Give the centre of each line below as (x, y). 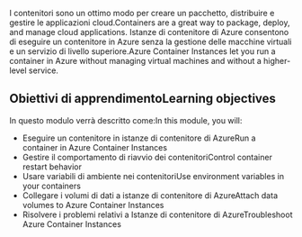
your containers (51, 186)
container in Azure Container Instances (95, 147)
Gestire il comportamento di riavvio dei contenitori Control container (147, 157)
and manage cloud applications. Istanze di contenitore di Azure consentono (149, 32)
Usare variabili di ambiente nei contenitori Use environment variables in (153, 176)
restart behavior (52, 167)
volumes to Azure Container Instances (93, 205)
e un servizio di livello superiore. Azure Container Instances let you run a (142, 51)
